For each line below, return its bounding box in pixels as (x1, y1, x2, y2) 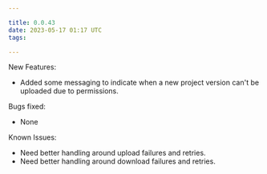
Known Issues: (8, 132, 57, 142)
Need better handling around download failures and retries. (19, 156, 216, 166)
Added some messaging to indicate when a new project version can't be (19, 77, 259, 88)
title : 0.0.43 (8, 18, 56, 26)
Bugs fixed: (8, 101, 47, 112)
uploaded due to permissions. (19, 86, 119, 96)
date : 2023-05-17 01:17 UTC (8, 26, 103, 34)
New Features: (8, 62, 57, 72)
